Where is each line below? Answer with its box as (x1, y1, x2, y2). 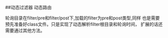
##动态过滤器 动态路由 (5, 4, 52, 10)
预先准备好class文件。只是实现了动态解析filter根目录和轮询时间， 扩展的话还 (5, 21, 163, 27)
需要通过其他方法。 (5, 27, 45, 33)
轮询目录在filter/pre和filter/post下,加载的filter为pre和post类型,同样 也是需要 (5, 15, 160, 21)
